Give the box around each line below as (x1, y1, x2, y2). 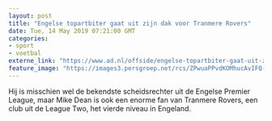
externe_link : (8, 57, 57, 65)
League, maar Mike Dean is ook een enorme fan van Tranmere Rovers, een (8, 94, 258, 105)
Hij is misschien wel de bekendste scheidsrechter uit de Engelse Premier (8, 86, 251, 96)
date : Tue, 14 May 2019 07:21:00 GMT (8, 27, 136, 35)
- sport (8, 42, 35, 50)
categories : (8, 34, 49, 43)
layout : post (8, 11, 53, 20)
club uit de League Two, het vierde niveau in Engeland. (8, 103, 192, 113)
